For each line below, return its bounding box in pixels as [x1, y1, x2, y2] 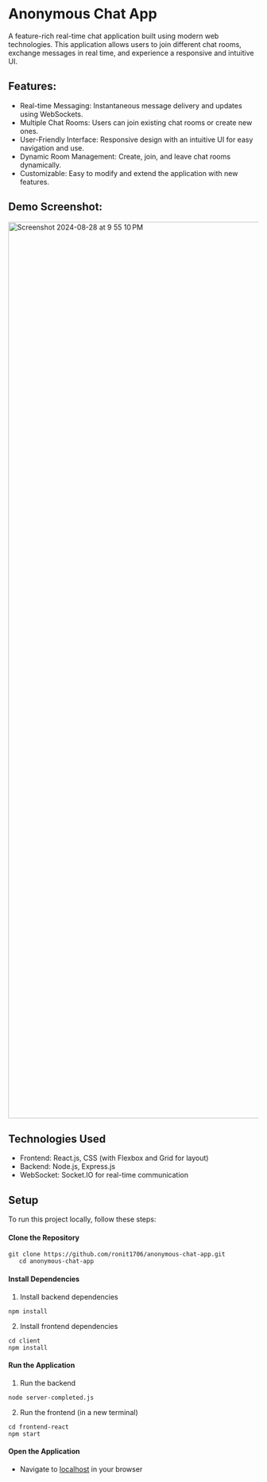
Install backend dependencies [19, 1292, 119, 1301]
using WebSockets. [19, 109, 83, 119]
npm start [8, 1429, 41, 1438]
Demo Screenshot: [8, 200, 103, 214]
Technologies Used [8, 1132, 106, 1146]
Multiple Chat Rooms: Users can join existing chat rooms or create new [19, 117, 253, 127]
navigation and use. [19, 143, 85, 152]
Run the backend [19, 1378, 76, 1387]
